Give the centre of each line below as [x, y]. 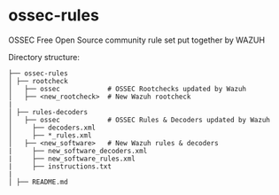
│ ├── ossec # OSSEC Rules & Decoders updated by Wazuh [139, 120]
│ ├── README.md [38, 182]
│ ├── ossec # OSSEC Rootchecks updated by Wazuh [128, 89]
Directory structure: [44, 57]
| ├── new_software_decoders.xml [78, 151]
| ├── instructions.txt [60, 166]
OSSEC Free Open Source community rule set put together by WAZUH [137, 40]
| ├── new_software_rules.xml [72, 159]
